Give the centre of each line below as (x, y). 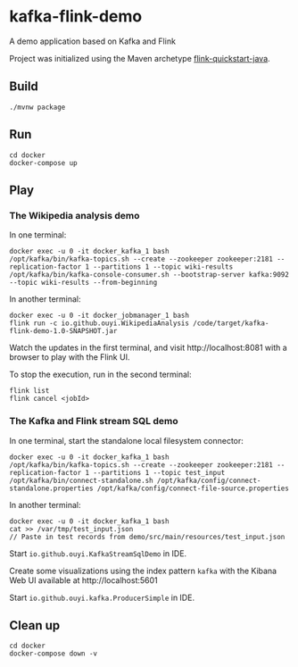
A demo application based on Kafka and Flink (93, 41)
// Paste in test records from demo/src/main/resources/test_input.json (147, 537)
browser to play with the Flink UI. (70, 357)
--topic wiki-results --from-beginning (83, 283)
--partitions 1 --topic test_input (159, 472)
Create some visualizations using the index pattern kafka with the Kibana (143, 571)
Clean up (35, 625)
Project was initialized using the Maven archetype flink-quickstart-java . (140, 58)
